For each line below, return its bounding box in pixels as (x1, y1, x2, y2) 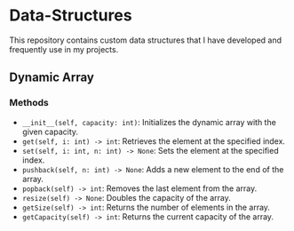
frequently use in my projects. (9, 44, 119, 54)
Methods (9, 97, 49, 109)
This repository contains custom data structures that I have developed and (9, 35, 282, 45)
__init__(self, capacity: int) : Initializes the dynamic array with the (21, 116, 277, 127)
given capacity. (21, 126, 78, 137)
